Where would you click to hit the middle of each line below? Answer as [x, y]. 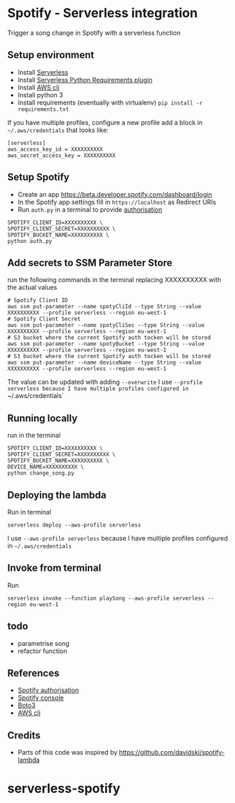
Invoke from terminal [54, 568]
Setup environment [51, 55]
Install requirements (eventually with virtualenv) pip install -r [110, 102]
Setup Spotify [38, 177]
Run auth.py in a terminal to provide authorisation [90, 209]
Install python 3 [40, 95]
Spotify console [40, 698]
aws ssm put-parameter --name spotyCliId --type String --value [104, 307]
